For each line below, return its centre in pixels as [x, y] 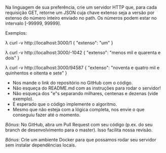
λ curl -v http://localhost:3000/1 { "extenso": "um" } [59, 43]
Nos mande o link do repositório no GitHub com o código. [73, 83]
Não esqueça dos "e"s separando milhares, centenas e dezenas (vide [85, 93]
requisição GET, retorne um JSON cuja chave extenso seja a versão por [80, 13]
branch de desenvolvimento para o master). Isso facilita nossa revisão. [79, 130]
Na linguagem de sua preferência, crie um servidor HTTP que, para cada [81, 7]
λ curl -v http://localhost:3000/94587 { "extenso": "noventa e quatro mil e [82, 68]
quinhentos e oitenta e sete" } [36, 73]
